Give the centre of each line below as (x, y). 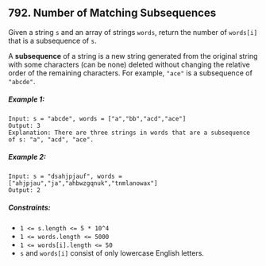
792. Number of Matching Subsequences (112, 13)
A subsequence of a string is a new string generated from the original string (133, 56)
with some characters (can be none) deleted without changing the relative (129, 64)
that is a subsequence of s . (52, 40)
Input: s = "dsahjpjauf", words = (66, 176)
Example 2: (27, 157)
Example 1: (27, 99)
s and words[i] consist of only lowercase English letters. (112, 253)
